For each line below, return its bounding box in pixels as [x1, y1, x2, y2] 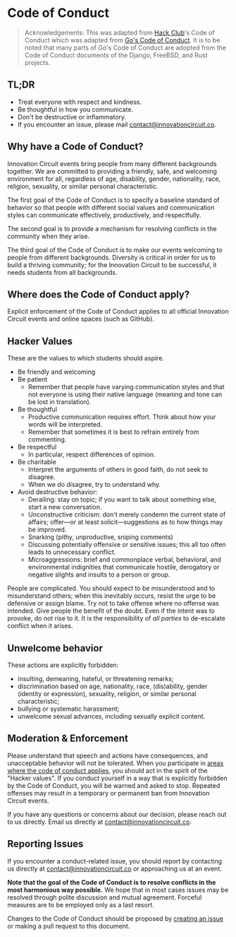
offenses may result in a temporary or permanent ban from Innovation [7, 789, 210, 797]
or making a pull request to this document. [7, 921, 130, 930]
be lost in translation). [27, 398, 92, 406]
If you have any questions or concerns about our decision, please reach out [7, 810, 227, 818]
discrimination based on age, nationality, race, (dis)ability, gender [17, 682, 208, 690]
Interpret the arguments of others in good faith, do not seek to [27, 465, 209, 474]
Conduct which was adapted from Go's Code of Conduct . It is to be [24, 35, 221, 44]
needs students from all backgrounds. [7, 268, 118, 276]
